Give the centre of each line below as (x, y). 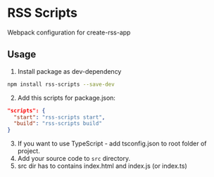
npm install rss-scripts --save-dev (61, 84)
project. (29, 151)
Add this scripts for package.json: (67, 98)
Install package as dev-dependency (69, 71)
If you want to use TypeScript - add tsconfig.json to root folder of (112, 144)
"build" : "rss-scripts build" (58, 124)
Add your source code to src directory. (74, 159)
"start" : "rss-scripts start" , (59, 117)
